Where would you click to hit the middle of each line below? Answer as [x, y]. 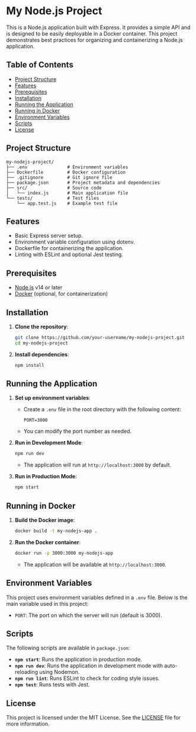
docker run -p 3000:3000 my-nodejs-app [64, 553]
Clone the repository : [41, 327]
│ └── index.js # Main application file [67, 193]
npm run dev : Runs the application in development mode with [89, 666]
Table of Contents [40, 65]
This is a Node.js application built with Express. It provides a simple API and [98, 27]
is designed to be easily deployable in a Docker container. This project [92, 33]
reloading [26, 672]
